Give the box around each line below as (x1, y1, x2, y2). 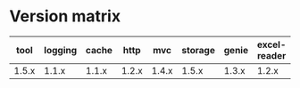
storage (181, 44, 216, 56)
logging (44, 44, 78, 56)
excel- (256, 38, 287, 51)
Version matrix (9, 6, 121, 27)
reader (257, 49, 287, 61)
